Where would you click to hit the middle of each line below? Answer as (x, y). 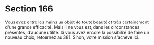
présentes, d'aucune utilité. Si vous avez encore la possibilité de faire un (77, 32)
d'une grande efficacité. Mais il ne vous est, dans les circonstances (72, 27)
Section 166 (29, 9)
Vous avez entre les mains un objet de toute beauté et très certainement (77, 22)
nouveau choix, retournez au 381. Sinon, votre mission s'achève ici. (72, 37)
